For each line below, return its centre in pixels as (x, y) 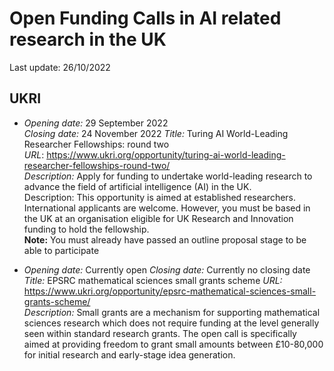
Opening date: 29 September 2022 (96, 123)
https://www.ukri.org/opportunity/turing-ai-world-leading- (166, 154)
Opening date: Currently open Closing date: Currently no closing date (167, 269)
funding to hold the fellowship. (86, 229)
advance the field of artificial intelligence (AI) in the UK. (137, 186)
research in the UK (88, 39)
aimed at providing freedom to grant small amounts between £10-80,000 (173, 344)
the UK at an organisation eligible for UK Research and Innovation (158, 218)
